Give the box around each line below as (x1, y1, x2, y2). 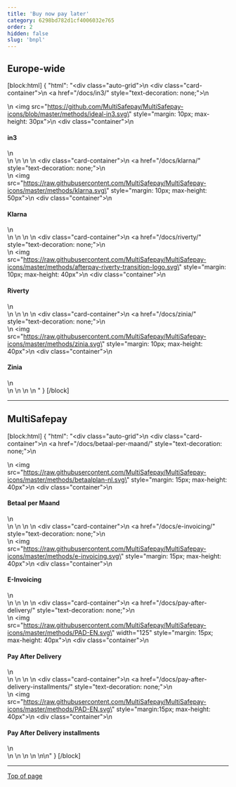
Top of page (7, 772, 43, 781)
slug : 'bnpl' (7, 37, 46, 44)
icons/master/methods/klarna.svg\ (7, 186, 107, 195)
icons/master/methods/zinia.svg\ (7, 339, 103, 348)
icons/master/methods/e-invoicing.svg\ (7, 551, 122, 560)
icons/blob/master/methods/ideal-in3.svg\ (7, 110, 129, 118)
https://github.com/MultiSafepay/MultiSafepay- (46, 102, 184, 110)
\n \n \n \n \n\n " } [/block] (7, 752, 81, 760)
